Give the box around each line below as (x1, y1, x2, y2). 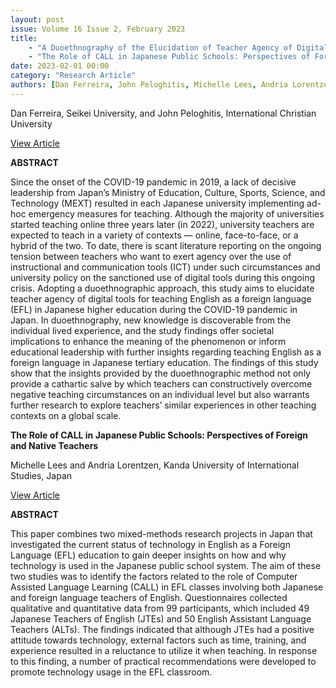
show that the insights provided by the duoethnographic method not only (10, 367, 311, 379)
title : (10, 33, 38, 43)
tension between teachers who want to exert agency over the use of (10, 250, 292, 262)
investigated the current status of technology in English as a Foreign (10, 538, 291, 550)
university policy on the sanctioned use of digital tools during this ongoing (10, 271, 315, 283)
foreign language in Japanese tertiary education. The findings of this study (10, 356, 319, 368)
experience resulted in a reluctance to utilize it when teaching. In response (10, 644, 318, 656)
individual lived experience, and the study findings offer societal (10, 324, 275, 336)
